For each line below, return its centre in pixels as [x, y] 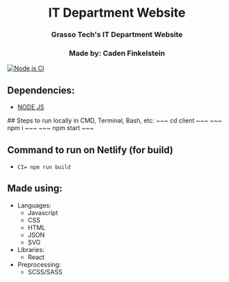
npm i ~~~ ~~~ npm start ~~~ [50, 128]
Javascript [43, 212]
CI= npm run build [44, 167]
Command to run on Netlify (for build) [90, 150]
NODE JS [31, 107]
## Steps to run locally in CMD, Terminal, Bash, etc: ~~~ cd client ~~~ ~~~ [115, 120]
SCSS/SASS [45, 272]
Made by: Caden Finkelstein [117, 54]
